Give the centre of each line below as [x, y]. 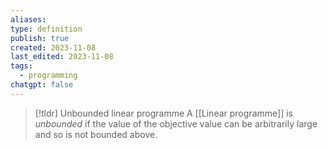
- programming [48, 76]
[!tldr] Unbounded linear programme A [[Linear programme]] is [163, 113]
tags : [21, 66]
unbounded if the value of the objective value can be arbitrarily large [176, 123]
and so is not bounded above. [96, 134]
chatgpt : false [42, 85]
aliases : [28, 19]
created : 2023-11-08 [53, 47]
